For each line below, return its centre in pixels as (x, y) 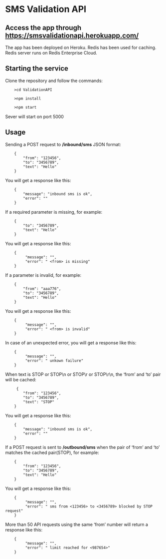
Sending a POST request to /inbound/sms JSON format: (63, 144)
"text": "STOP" (39, 402)
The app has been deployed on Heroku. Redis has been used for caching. (81, 48)
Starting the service (37, 69)
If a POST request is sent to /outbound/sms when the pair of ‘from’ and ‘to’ (83, 447)
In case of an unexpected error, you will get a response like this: (71, 343)
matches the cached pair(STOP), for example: (52, 452)
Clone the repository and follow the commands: (54, 81)
